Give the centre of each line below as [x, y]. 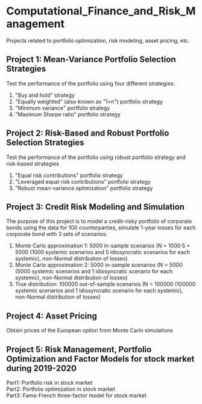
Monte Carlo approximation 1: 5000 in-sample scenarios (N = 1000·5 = [103, 246]
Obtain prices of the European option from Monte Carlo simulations [90, 331]
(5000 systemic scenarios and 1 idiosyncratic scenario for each [94, 272]
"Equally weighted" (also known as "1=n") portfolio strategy [89, 101]
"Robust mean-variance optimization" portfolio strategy [84, 188]
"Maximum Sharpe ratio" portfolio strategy [68, 114]
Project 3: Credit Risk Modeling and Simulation [96, 207]
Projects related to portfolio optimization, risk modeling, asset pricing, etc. [98, 40]
